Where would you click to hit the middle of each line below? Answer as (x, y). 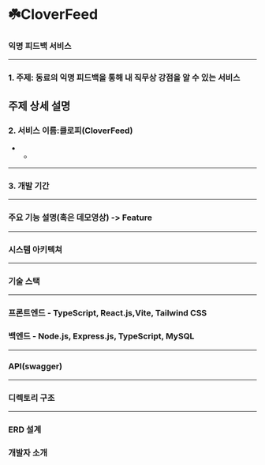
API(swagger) (35, 366)
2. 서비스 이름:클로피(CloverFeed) (71, 130)
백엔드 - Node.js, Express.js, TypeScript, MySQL (101, 336)
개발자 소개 (28, 452)
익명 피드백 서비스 (40, 46)
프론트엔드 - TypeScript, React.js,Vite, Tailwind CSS (108, 313)
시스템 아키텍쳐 (35, 249)
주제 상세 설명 (39, 106)
